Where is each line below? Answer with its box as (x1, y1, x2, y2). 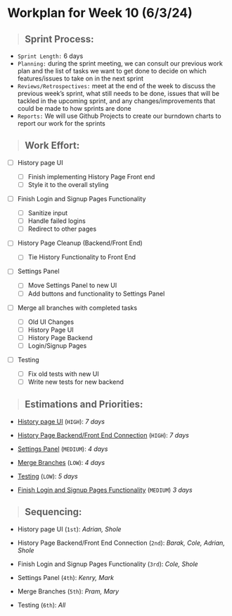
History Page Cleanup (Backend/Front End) (17, 238, 143, 248)
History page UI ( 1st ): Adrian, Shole (17, 524, 122, 533)
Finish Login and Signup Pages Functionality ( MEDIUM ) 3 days (17, 485, 193, 494)
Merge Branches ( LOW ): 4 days (17, 458, 105, 466)
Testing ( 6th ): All (17, 600, 66, 609)
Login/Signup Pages (27, 341, 87, 350)
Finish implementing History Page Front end (27, 172, 155, 181)
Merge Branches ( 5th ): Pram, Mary (17, 587, 120, 596)
